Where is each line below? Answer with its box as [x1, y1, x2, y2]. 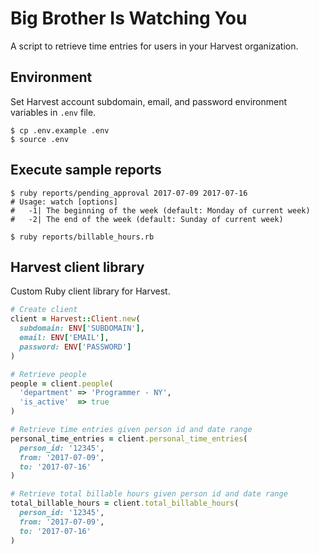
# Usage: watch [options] [10, 197, 118, 207]
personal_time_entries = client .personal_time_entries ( [10, 433, 248, 444]
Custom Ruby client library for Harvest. [10, 285, 171, 297]
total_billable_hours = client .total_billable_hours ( [10, 498, 240, 509]
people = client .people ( [10, 378, 114, 389]
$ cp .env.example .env [10, 125, 110, 136]
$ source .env [10, 134, 70, 144]
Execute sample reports [10, 162, 162, 179]
